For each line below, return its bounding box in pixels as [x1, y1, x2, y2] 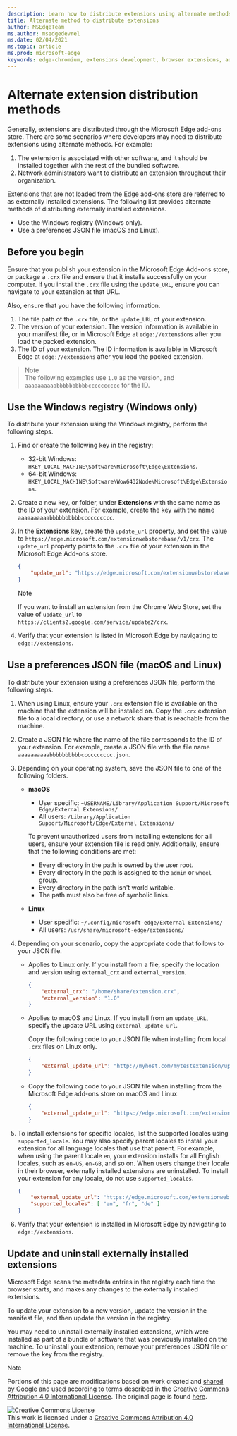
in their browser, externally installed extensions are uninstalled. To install [17, 1166, 229, 1174]
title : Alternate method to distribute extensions [7, 17, 159, 24]
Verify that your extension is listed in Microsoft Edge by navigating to [17, 631, 218, 639]
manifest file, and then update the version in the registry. [7, 1313, 172, 1322]
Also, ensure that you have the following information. [7, 301, 161, 309]
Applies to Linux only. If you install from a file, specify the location [28, 960, 220, 969]
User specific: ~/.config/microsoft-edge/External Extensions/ [38, 918, 224, 926]
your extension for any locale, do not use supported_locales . [17, 1174, 194, 1182]
